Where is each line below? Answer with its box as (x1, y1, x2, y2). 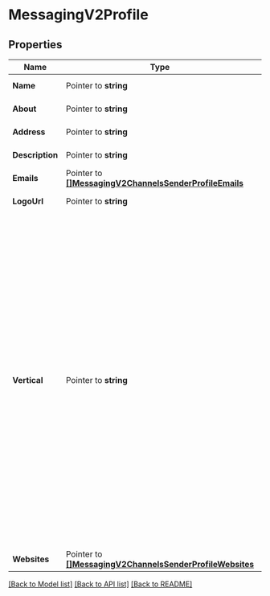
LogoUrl (12, 195, 44, 207)
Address (12, 126, 46, 138)
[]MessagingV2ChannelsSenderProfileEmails (65, 178, 243, 188)
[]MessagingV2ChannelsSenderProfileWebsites (65, 559, 255, 569)
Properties (8, 38, 63, 51)
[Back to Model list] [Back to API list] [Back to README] (8, 579, 193, 589)
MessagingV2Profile (8, 6, 149, 24)
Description (12, 150, 59, 160)
